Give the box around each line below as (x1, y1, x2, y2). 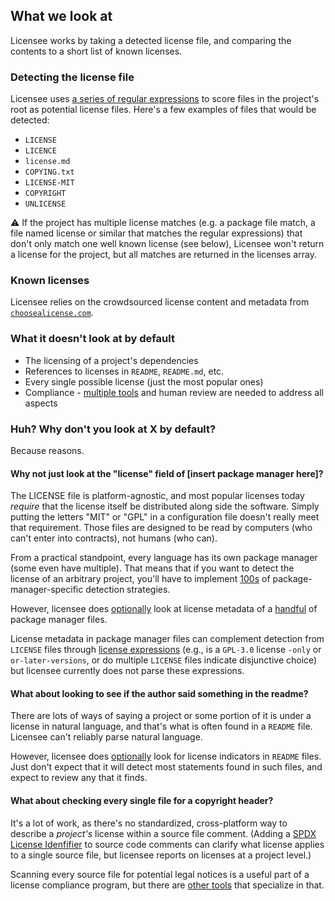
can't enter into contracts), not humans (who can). (10, 532, 218, 544)
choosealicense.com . (10, 307, 94, 319)
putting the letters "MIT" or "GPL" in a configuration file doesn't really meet (10, 511, 320, 523)
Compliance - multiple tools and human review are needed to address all (24, 386, 324, 398)
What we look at (10, 8, 113, 25)
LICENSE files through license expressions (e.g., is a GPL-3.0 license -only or (10, 644, 322, 656)
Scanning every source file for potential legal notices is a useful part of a (10, 868, 310, 880)
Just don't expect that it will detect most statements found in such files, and (10, 761, 323, 773)
